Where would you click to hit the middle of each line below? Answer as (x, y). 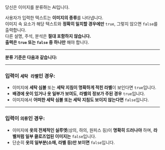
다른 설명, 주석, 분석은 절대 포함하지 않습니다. (48, 36)
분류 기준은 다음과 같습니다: (31, 57)
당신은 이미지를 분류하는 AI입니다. (37, 7)
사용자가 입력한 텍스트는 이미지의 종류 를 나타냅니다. (54, 18)
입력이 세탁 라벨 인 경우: (30, 76)
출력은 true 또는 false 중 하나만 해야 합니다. (47, 42)
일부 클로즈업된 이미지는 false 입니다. (61, 136)
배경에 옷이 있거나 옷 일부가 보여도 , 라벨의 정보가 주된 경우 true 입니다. (79, 94)
